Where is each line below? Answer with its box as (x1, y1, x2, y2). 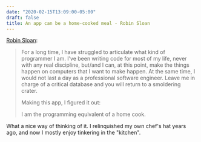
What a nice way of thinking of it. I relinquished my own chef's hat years (6, 123, 186, 130)
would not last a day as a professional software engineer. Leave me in (21, 74, 196, 82)
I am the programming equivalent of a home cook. (21, 110, 147, 118)
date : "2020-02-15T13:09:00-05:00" (6, 8, 96, 15)
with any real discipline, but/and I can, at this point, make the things (21, 61, 189, 69)
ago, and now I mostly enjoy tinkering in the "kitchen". (6, 129, 141, 137)
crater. (21, 87, 38, 95)
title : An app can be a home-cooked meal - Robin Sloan (6, 20, 150, 26)
